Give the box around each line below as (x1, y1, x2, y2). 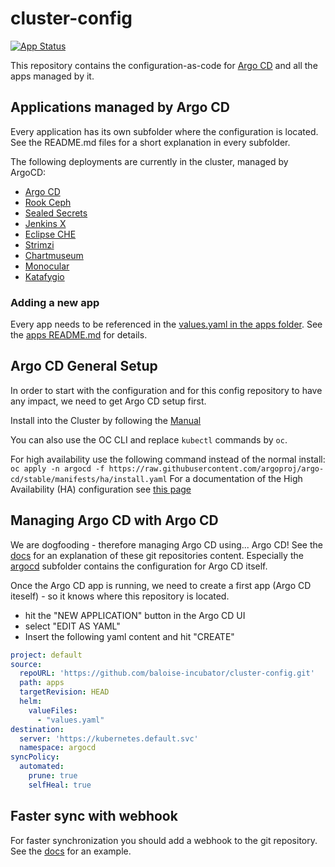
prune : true (28, 771, 78, 781)
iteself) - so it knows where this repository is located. (10, 590, 230, 602)
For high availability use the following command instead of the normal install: (10, 453, 326, 465)
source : (10, 659, 43, 669)
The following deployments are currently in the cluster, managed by (10, 155, 289, 167)
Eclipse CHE (24, 228, 77, 240)
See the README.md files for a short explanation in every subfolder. (10, 136, 291, 148)
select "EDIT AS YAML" (24, 620, 121, 632)
